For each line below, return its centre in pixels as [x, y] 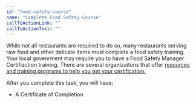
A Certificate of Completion [49, 94]
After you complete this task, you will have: [60, 83]
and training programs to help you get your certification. [76, 71]
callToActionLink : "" [34, 23]
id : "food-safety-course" [39, 12]
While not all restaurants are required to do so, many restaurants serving [96, 46]
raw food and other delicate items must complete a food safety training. [96, 52]
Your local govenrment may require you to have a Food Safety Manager [95, 58]
